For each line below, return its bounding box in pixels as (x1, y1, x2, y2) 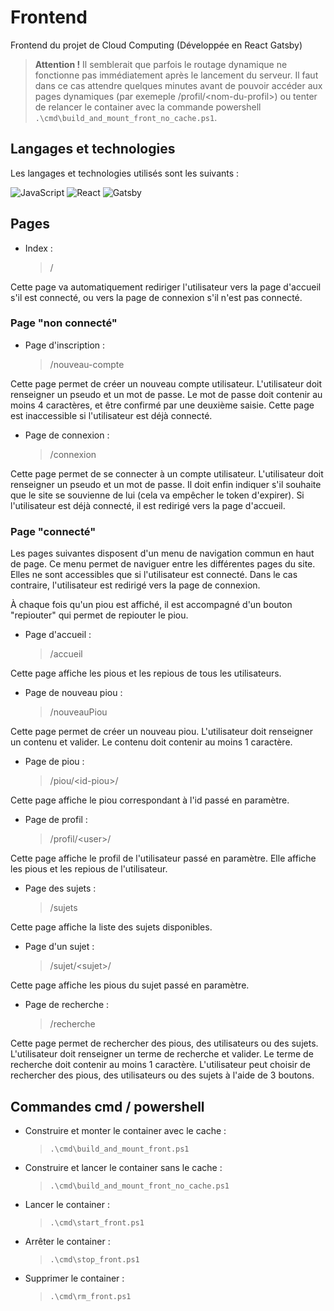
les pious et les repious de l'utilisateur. (10, 863, 168, 875)
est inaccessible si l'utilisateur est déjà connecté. (10, 409, 213, 421)
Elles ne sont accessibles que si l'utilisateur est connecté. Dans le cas (10, 569, 298, 581)
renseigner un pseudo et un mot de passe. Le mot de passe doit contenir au (10, 388, 323, 400)
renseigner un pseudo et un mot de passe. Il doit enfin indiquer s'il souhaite (10, 478, 322, 490)
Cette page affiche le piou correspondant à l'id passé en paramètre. (10, 794, 290, 806)
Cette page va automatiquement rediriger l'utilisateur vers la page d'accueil (10, 281, 322, 293)
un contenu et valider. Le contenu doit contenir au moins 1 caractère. (10, 736, 293, 748)
